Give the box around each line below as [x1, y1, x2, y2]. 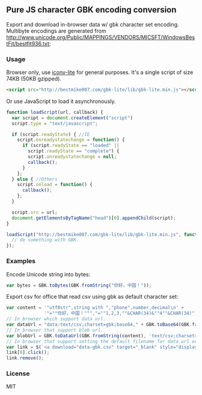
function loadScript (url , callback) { [6, 109, 103, 115]
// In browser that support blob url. [6, 327, 103, 333]
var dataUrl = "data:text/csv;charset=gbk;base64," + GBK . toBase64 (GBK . [6, 322, 192, 328]
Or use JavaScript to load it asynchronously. [6, 98, 116, 105]
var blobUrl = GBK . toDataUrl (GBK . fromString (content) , [6, 332, 147, 339]
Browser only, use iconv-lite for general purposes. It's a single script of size [6, 69, 194, 76]
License [6, 370, 30, 378]
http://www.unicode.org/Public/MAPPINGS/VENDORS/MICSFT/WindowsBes [6, 33, 195, 41]
